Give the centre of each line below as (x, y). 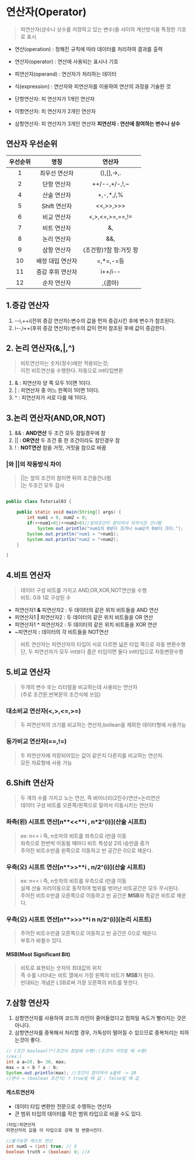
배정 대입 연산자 (57, 261)
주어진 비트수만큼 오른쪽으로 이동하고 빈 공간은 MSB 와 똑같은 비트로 (98, 895)
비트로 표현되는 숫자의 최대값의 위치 (61, 968)
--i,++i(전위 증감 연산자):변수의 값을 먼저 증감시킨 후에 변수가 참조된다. (95, 321)
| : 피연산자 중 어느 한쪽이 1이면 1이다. (57, 390)
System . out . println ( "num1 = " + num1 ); (73, 534)
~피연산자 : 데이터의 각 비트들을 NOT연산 (62, 632)
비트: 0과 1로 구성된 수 (46, 598)
